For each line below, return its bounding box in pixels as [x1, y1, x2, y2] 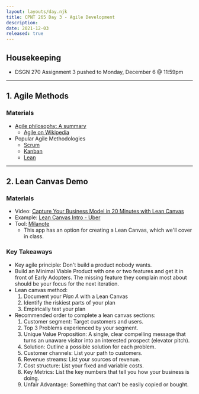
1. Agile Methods [6, 91, 69, 101]
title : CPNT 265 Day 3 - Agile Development [6, 14, 115, 20]
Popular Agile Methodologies [14, 134, 86, 142]
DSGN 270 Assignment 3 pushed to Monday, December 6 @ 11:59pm [14, 68, 184, 75]
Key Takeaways [6, 248, 53, 256]
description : [6, 20, 38, 25]
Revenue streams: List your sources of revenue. [23, 355, 140, 363]
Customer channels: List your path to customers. [23, 349, 143, 356]
